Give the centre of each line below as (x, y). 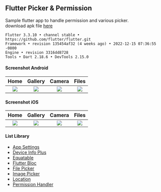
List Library (17, 136)
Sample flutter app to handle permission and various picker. (67, 20)
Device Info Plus (29, 152)
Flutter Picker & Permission (49, 8)
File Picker (23, 168)
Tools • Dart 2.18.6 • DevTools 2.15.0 (47, 57)
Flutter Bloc (24, 163)
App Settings (26, 147)
